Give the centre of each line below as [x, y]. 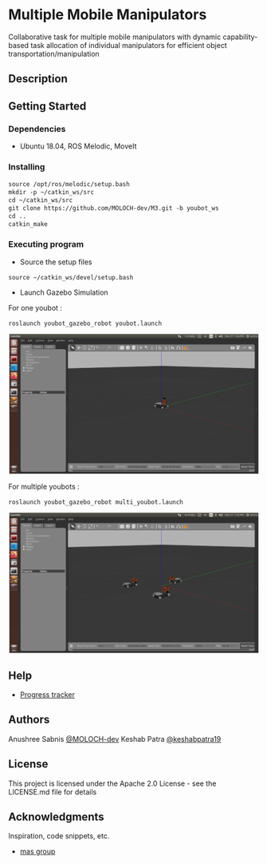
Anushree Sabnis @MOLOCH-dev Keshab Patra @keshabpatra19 [115, 739]
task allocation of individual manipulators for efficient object [129, 45]
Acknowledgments [57, 816]
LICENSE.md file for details [53, 791]
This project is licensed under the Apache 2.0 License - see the [112, 783]
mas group [37, 851]
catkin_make [28, 224]
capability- [240, 37]
